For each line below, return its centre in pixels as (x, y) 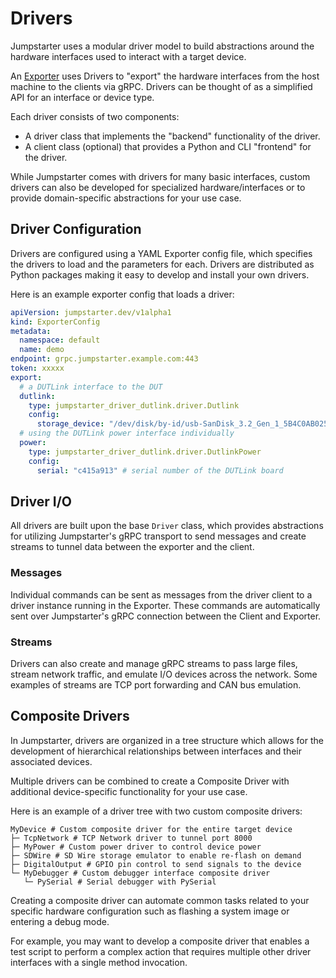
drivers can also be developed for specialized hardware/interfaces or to (158, 187)
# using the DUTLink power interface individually (127, 433)
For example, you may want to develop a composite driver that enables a (160, 941)
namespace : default (60, 340)
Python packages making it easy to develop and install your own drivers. (160, 274)
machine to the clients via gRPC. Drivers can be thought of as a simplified (161, 86)
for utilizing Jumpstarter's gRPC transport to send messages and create (158, 536)
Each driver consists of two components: (95, 116)
